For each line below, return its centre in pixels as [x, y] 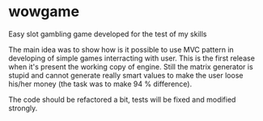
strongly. [23, 108]
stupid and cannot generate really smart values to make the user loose [126, 75]
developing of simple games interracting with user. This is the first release [131, 58]
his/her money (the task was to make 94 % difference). [100, 84]
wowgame [44, 12]
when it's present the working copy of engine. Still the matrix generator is [131, 66]
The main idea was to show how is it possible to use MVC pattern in [121, 49]
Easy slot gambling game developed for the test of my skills [108, 34]
